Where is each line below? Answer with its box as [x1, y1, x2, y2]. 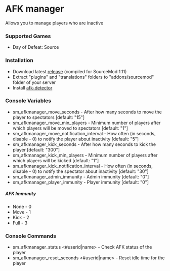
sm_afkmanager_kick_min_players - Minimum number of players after [12, 152, 158, 158]
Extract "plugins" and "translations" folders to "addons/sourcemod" [12, 74, 154, 80]
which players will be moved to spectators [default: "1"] [12, 125, 128, 131]
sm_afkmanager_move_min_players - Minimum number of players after [12, 119, 161, 126]
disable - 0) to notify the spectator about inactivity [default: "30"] [12, 168, 149, 174]
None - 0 [12, 203, 32, 209]
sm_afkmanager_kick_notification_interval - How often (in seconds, [12, 163, 153, 169]
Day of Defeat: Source [12, 44, 59, 50]
